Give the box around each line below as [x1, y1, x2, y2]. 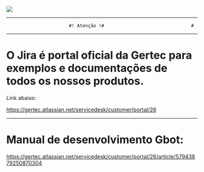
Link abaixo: [6, 94, 36, 101]
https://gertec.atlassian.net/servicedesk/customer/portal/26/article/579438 [6, 153, 195, 160]
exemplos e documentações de [6, 61, 168, 75]
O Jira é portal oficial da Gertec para [6, 48, 192, 62]
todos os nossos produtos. [6, 74, 144, 88]
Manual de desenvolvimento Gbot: [6, 133, 184, 147]
